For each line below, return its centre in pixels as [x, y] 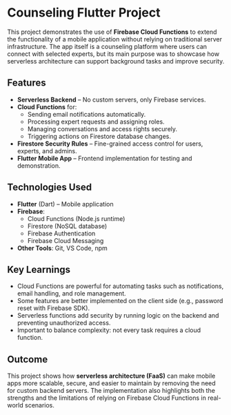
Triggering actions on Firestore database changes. [99, 136]
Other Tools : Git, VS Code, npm [62, 248]
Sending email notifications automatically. [87, 114]
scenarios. [40, 405]
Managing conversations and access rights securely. [102, 128]
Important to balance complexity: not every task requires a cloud [109, 330]
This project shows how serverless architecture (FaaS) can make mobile [111, 376]
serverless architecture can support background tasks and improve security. [116, 61]
